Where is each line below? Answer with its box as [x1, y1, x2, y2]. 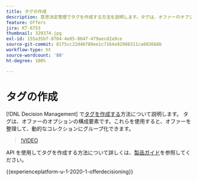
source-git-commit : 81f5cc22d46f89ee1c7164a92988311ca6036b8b [6, 42, 162, 48]
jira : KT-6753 [6, 25, 41, 31]
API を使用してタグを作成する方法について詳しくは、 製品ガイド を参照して [6, 149, 186, 156]
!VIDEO [20, 137, 38, 144]
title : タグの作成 [6, 8, 47, 15]
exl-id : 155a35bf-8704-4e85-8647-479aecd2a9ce [6, 36, 123, 42]
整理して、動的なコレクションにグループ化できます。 [6, 125, 134, 132]
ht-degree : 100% [6, 58, 46, 63]
